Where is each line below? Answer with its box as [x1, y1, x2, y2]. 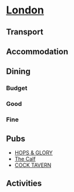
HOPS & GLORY [14, 149, 53, 156]
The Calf [14, 155, 36, 162]
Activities [6, 179, 42, 188]
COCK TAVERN [14, 162, 52, 169]
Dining [6, 67, 31, 77]
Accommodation [6, 46, 69, 56]
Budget [6, 84, 28, 92]
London [6, 4, 44, 17]
